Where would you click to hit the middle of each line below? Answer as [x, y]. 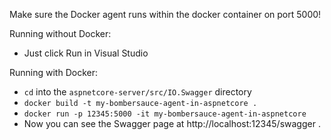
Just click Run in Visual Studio [86, 53]
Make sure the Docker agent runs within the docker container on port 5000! [165, 14]
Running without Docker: [60, 33]
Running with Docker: [53, 72]
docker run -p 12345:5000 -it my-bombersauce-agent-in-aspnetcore [165, 114]
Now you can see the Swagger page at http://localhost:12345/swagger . [172, 123]
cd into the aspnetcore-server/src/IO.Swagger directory [137, 92]
